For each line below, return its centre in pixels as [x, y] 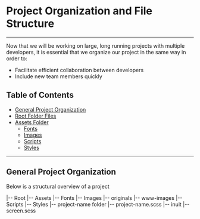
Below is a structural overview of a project [58, 186]
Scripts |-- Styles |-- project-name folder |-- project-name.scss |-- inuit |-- [98, 204]
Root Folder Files [35, 116]
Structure [30, 24]
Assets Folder [32, 122]
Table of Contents [40, 95]
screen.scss [21, 211]
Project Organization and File [79, 11]
